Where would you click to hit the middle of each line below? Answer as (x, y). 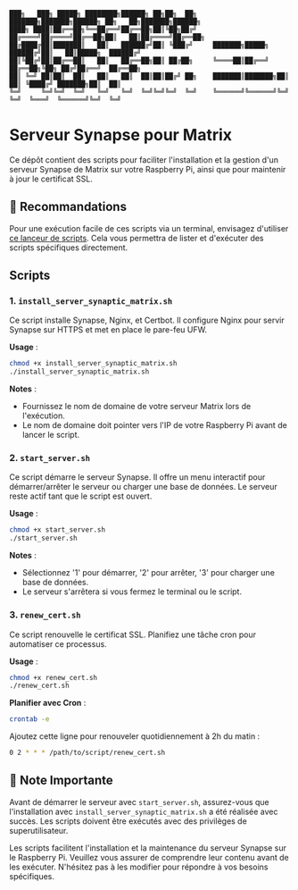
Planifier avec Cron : (48, 703)
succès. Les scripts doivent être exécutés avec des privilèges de (128, 821)
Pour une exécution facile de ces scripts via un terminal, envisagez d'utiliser (149, 228)
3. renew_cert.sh (45, 615)
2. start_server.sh (50, 458)
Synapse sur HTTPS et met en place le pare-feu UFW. (108, 330)
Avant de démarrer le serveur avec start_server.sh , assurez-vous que (139, 802)
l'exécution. (43, 416)
